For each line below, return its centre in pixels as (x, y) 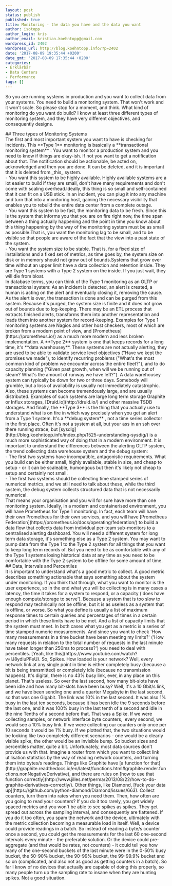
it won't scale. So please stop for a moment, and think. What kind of (77, 107)
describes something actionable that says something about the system (80, 577)
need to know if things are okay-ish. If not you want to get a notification (81, 155)
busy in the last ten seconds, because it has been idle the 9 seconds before (85, 703)
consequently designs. (30, 124)
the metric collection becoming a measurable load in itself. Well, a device (82, 823)
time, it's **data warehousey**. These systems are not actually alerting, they (86, 347)
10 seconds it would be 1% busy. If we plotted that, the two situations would (85, 730)
